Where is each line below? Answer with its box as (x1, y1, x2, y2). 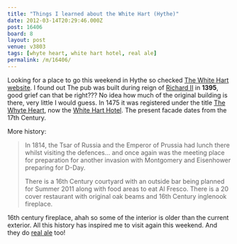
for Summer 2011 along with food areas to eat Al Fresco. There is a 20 (24, 185, 229, 193)
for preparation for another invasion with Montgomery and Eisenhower (24, 156, 231, 164)
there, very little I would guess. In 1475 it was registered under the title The (7, 98, 226, 107)
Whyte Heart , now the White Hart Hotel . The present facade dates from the (7, 105, 227, 114)
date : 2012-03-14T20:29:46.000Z (7, 17, 103, 24)
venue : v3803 (7, 43, 46, 50)
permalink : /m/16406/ (7, 57, 72, 64)
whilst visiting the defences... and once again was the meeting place (24, 148, 225, 156)
